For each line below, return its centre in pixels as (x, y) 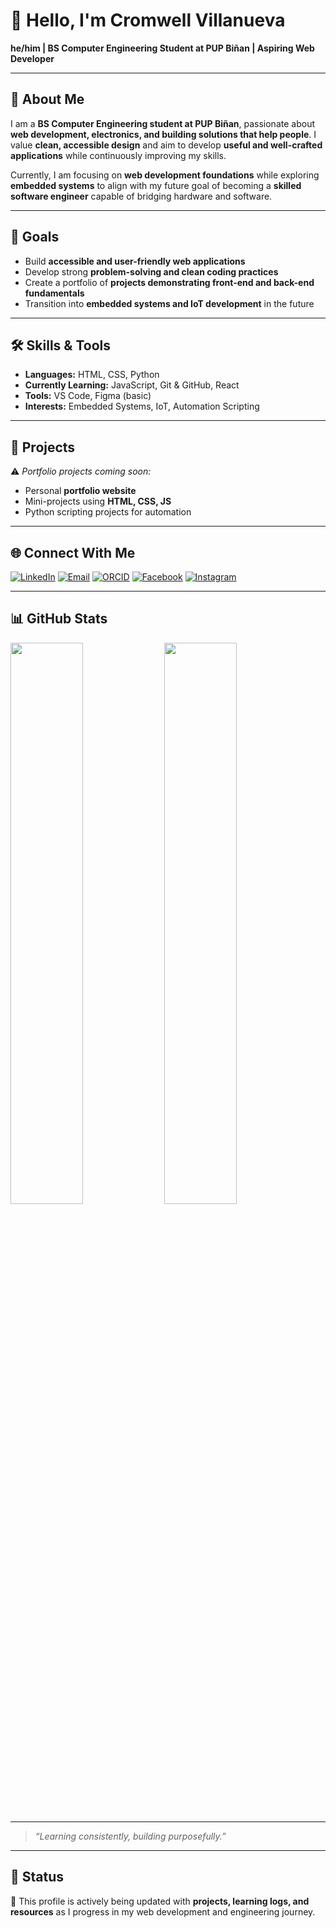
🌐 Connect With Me (73, 552)
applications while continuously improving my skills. (118, 155)
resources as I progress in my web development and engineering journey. (163, 1911)
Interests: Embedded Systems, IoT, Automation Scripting (142, 406)
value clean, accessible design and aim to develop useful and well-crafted (166, 145)
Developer (32, 58)
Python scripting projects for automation (108, 512)
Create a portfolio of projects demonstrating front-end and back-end (169, 282)
